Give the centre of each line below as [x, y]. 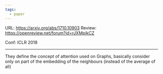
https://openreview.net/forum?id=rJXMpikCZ [50, 33]
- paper [17, 14]
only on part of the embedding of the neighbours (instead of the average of [80, 61]
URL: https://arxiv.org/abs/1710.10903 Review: [51, 28]
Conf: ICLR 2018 [21, 42]
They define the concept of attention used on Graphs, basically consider [78, 56]
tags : [10, 9]
